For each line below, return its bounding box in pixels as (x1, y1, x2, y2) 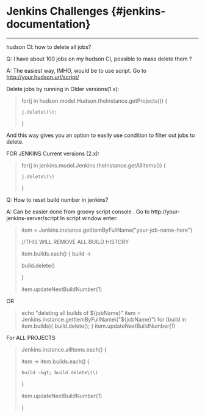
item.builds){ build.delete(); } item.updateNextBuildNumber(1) (21, 322, 176, 330)
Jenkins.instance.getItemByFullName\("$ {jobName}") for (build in (21, 316, 187, 323)
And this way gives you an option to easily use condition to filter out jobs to (6, 131, 195, 139)
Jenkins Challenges (6, 4, 109, 18)
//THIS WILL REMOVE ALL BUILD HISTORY (21, 238, 129, 245)
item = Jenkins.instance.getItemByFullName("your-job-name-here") (21, 226, 193, 234)
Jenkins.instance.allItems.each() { (21, 345, 107, 353)
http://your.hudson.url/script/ (6, 73, 79, 81)
